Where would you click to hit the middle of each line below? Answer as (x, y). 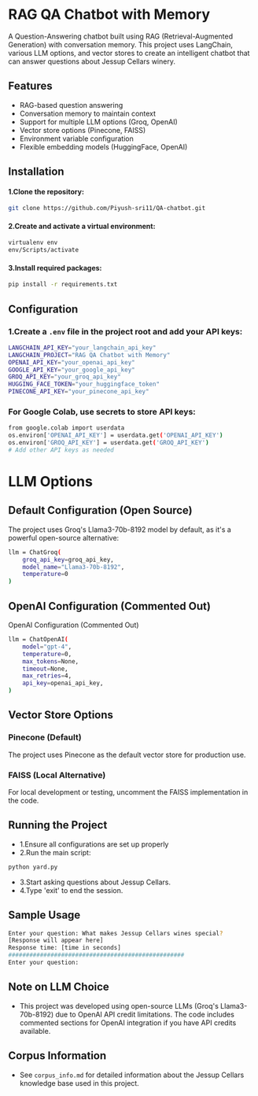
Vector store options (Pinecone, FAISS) (83, 130)
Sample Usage (44, 915)
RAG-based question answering (71, 105)
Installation (36, 172)
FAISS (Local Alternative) (57, 775)
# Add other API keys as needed (61, 450)
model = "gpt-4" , (47, 647)
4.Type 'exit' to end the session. (71, 890)
